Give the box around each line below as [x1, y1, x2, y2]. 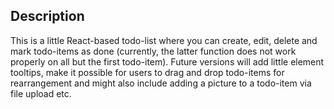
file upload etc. [10, 87, 72, 99]
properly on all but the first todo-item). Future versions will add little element [10, 55, 325, 68]
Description [10, 8, 85, 25]
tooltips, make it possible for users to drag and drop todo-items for [10, 66, 285, 78]
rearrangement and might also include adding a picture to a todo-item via [10, 77, 312, 89]
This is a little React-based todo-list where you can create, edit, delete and [10, 34, 318, 46]
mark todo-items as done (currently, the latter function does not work [10, 45, 297, 57]
